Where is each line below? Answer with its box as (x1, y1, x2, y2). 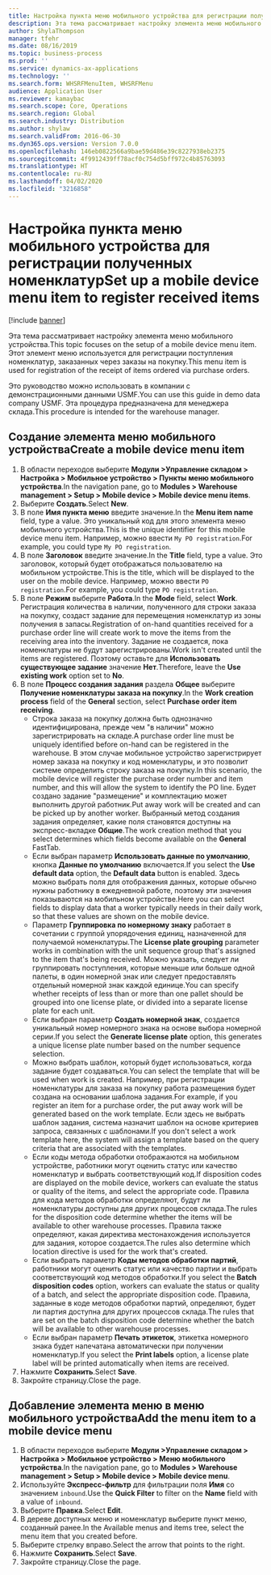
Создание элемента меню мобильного (8, 430, 216, 444)
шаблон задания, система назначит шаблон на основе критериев (31, 1117, 259, 1127)
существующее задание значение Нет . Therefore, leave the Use (19, 662, 241, 671)
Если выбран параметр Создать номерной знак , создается (31, 1014, 240, 1024)
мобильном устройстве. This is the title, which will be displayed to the (19, 567, 255, 577)
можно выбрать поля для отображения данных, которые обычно (31, 877, 256, 887)
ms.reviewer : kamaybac (8, 95, 85, 103)
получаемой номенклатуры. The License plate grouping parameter (31, 937, 260, 946)
